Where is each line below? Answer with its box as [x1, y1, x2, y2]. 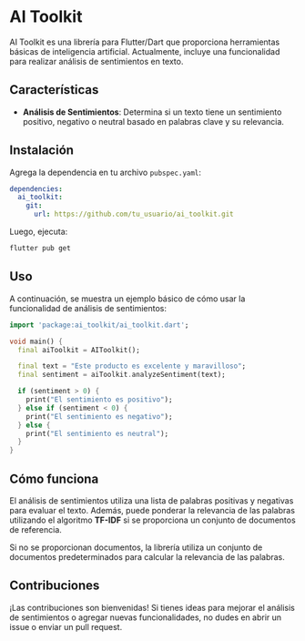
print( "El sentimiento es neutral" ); [25, 429, 169, 438]
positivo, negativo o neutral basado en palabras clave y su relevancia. [22, 116, 285, 127]
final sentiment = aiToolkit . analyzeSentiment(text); [17, 371, 226, 380]
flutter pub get [9, 244, 71, 253]
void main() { [9, 337, 64, 346]
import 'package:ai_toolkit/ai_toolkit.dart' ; [9, 320, 189, 330]
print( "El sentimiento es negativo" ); [25, 412, 173, 421]
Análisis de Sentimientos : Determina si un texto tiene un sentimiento [22, 107, 282, 117]
